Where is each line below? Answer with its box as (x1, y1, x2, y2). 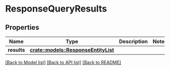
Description (118, 38, 148, 45)
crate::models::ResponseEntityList (29, 46, 114, 53)
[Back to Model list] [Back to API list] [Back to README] (5, 59, 121, 65)
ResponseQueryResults (5, 3, 107, 15)
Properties (5, 23, 39, 32)
